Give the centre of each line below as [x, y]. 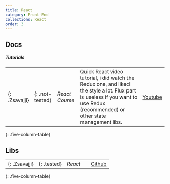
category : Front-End [27, 15]
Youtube [152, 97]
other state [93, 116]
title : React [19, 10]
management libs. [101, 122]
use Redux [93, 103]
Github [99, 164]
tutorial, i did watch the [107, 78]
